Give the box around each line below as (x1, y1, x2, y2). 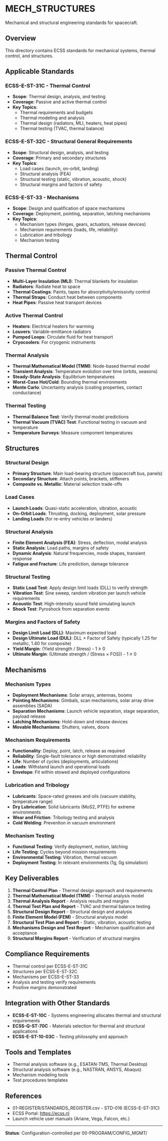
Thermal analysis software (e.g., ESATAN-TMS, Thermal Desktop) (12, 1061, 148, 1067)
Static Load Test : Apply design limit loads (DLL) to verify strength (12, 585, 148, 591)
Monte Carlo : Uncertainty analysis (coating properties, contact (12, 384, 142, 391)
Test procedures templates (12, 1077, 68, 1083)
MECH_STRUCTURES (5, 3, 95, 15)
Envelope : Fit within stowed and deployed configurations (12, 769, 130, 775)
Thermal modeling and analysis (19, 115, 85, 121)
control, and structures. (5, 53, 53, 59)
